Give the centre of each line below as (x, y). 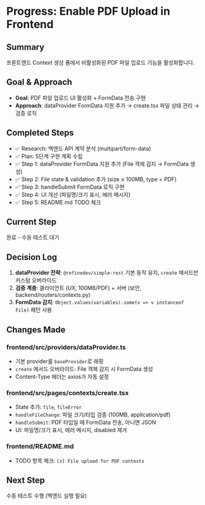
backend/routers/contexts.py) (53, 295)
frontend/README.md (40, 447)
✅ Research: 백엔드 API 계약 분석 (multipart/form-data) (83, 148)
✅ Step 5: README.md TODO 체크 (58, 202)
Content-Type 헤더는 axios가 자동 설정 (62, 377)
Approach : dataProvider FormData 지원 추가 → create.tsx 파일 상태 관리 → (107, 105)
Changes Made (36, 330)
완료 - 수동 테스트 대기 (33, 237)
